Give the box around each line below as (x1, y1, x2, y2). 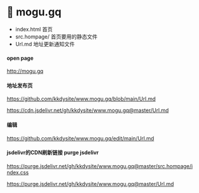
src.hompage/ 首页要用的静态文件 (15, 33, 98, 40)
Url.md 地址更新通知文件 (15, 40, 75, 47)
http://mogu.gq (6, 67, 44, 75)
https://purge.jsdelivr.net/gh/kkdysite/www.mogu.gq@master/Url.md (6, 180, 174, 187)
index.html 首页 (15, 25, 53, 33)
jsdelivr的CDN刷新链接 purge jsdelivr (6, 149, 99, 156)
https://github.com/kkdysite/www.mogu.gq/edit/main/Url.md (6, 134, 154, 141)
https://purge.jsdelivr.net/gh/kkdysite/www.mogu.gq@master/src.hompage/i (6, 162, 193, 169)
